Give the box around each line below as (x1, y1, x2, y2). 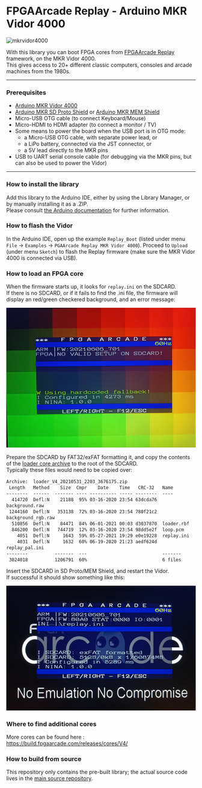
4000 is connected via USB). (6, 254, 78, 261)
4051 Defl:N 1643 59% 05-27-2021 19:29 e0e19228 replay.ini (17, 533, 189, 539)
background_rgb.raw (6, 515, 55, 521)
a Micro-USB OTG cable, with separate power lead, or (23, 134, 158, 141)
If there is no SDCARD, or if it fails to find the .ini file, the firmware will (6, 290, 179, 297)
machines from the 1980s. (6, 67, 71, 75)
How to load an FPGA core (6, 269, 84, 278)
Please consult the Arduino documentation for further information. (6, 206, 170, 214)
